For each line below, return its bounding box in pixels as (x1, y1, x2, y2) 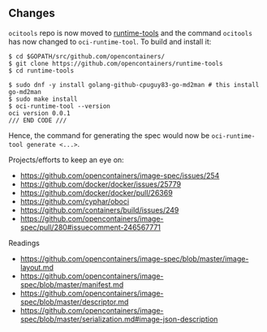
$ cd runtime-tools (8, 67, 75, 75)
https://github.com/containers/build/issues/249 (19, 205, 179, 214)
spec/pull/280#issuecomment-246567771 (19, 222, 161, 232)
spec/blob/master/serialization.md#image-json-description (19, 314, 218, 324)
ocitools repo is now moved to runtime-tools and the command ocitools (8, 28, 253, 37)
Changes (8, 6, 55, 20)
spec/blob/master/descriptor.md (19, 296, 129, 307)
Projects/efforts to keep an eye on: (8, 154, 124, 165)
